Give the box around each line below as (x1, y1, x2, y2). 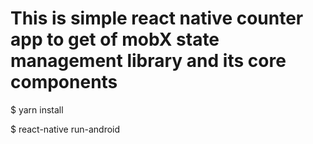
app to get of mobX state (10, 28, 220, 51)
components (10, 71, 118, 94)
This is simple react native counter (10, 7, 304, 30)
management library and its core (10, 50, 287, 72)
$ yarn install (10, 103, 64, 116)
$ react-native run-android (10, 123, 121, 135)
